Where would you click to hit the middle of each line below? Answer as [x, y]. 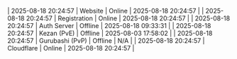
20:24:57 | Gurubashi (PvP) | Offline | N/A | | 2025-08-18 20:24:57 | [106, 41]
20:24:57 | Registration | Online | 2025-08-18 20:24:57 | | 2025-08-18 [128, 18]
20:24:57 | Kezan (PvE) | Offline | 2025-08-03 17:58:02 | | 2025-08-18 [110, 33]
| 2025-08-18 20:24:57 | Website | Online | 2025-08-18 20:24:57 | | [106, 11]
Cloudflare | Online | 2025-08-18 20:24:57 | [71, 48]
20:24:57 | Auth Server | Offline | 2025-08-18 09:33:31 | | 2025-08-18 [109, 26]
